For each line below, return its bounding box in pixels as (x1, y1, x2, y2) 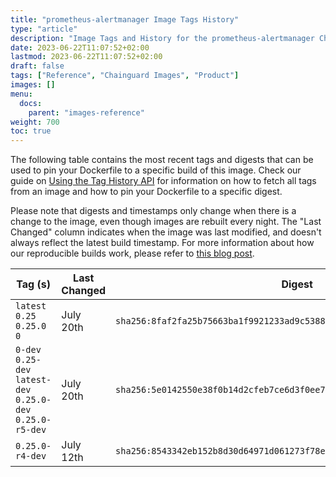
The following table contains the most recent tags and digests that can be (10, 154, 314, 166)
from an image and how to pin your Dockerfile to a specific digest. (10, 186, 283, 198)
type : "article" (10, 24, 78, 34)
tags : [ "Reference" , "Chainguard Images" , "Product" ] (10, 71, 240, 81)
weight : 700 (10, 117, 60, 127)
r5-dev (15, 424, 47, 436)
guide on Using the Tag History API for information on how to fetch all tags (10, 175, 317, 187)
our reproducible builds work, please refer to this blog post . (10, 247, 255, 260)
